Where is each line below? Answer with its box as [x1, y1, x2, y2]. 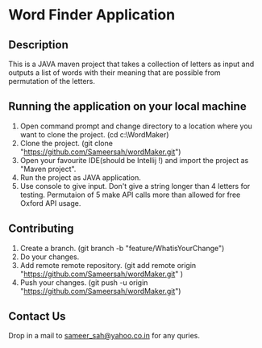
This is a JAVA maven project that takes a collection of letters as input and [8, 59, 255, 69]
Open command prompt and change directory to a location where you [19, 121, 252, 131]
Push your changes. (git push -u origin [19, 277, 148, 287]
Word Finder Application [8, 6, 176, 24]
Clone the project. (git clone [19, 138, 113, 148]
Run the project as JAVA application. [19, 172, 141, 182]
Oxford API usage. [19, 198, 81, 208]
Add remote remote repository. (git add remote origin [19, 260, 197, 270]
